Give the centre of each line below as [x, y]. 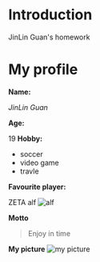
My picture [27, 249]
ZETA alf [22, 202]
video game [39, 162]
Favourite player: [37, 186]
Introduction [50, 15]
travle [29, 171]
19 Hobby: [25, 138]
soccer [32, 154]
